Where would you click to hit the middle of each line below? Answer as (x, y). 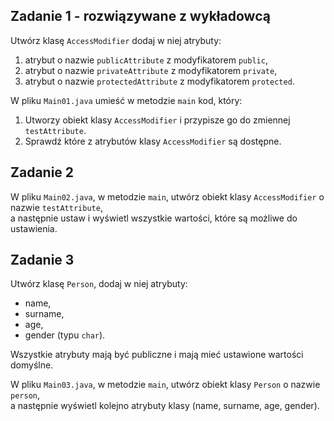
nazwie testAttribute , (56, 207)
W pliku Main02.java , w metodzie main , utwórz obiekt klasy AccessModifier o (167, 196)
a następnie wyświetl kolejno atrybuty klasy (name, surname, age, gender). (165, 406)
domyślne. (32, 365)
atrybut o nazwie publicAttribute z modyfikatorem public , (146, 60)
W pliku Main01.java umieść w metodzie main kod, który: (126, 100)
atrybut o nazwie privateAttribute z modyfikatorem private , (151, 70)
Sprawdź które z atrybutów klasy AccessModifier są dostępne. (153, 141)
